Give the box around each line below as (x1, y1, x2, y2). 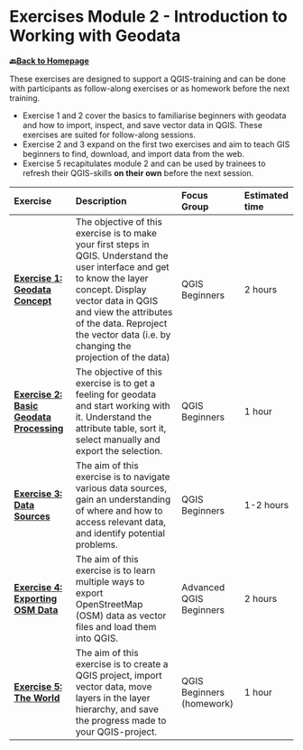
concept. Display (75, 282, 147, 295)
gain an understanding (75, 493, 171, 505)
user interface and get (75, 260, 170, 273)
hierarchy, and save (75, 702, 160, 715)
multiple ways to (75, 575, 145, 588)
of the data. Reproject (75, 317, 168, 329)
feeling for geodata (75, 388, 157, 401)
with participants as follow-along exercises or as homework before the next (9, 83, 290, 94)
